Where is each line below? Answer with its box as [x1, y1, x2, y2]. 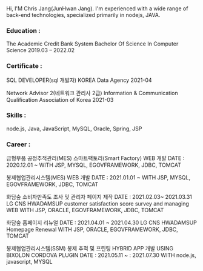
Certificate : [6, 62, 42, 70]
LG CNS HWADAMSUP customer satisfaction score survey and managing [6, 200, 190, 207]
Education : [6, 26, 41, 35]
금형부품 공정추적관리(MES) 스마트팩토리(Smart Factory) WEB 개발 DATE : [6, 155, 185, 162]
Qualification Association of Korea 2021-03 [6, 96, 114, 103]
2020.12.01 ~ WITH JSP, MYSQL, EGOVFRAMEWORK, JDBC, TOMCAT [6, 161, 182, 169]
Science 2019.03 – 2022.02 [6, 47, 75, 54]
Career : [6, 140, 31, 149]
